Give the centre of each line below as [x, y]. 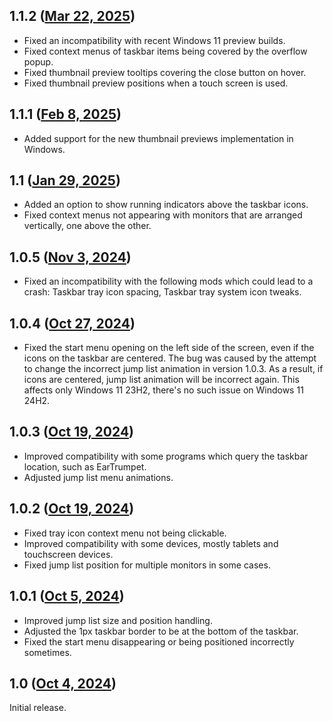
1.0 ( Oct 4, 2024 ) [63, 683]
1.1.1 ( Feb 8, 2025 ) [65, 114]
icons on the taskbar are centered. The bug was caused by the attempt [170, 358]
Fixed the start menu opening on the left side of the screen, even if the [169, 348]
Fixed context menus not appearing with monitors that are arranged [163, 215]
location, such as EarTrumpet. [85, 466]
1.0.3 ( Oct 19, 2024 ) [72, 432]
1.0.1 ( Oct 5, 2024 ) [67, 596]
